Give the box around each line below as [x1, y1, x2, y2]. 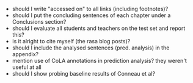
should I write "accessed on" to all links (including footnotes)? [12, 5, 169, 12]
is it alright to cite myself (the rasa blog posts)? [12, 38, 131, 45]
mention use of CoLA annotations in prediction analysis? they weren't [12, 57, 188, 64]
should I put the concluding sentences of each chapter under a [12, 12, 171, 19]
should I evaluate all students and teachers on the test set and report [12, 24, 186, 32]
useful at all [12, 63, 42, 71]
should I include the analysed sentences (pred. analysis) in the [12, 44, 170, 51]
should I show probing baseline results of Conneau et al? [12, 70, 156, 77]
